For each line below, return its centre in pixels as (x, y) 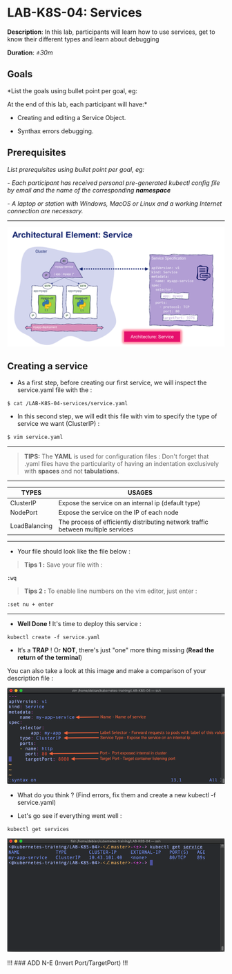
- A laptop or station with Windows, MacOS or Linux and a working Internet (115, 203)
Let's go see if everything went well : (69, 816)
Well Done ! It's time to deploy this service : (79, 623)
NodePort (24, 512)
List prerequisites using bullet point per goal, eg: (76, 169)
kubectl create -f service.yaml (54, 637)
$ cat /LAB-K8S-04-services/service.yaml (68, 403)
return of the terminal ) (50, 657)
